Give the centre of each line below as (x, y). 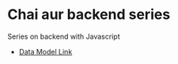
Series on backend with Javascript (64, 36)
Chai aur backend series (89, 15)
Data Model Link (45, 51)
